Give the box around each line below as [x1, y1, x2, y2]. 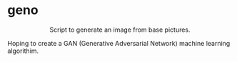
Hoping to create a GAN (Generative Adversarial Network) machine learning [7, 39, 231, 47]
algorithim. [7, 46, 39, 55]
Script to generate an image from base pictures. [49, 25, 191, 34]
